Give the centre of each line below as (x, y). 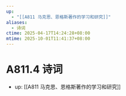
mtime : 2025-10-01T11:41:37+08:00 (48, 39)
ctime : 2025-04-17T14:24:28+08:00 (48, 33)
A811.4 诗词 (35, 69)
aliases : (17, 22)
